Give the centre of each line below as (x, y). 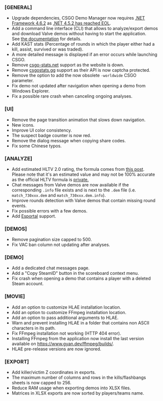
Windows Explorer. (31, 91)
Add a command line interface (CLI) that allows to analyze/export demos (85, 28)
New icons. (23, 125)
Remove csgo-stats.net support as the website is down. (68, 65)
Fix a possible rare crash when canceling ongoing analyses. (72, 96)
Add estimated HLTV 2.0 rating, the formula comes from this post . (78, 169)
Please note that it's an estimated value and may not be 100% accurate (83, 174)
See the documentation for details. (47, 39)
